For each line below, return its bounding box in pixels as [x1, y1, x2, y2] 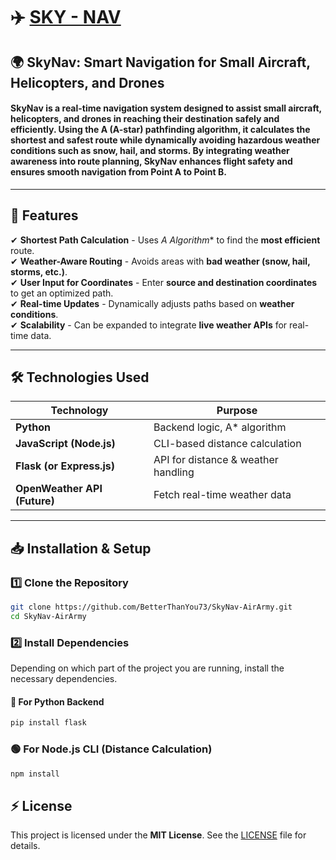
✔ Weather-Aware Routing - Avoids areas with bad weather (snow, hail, [10, 255, 311, 267]
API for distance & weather [153, 453, 279, 467]
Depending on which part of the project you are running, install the [10, 662, 285, 674]
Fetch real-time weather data [153, 488, 292, 502]
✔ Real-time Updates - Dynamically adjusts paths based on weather [10, 297, 295, 309]
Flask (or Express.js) [15, 459, 115, 473]
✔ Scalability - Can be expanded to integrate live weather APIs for [10, 319, 288, 331]
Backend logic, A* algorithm [153, 420, 287, 434]
